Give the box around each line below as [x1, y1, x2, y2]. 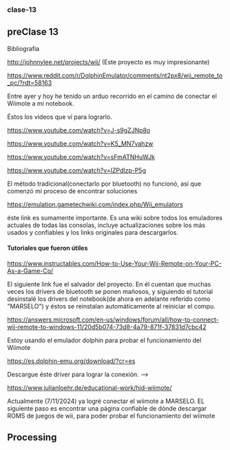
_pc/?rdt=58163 [7, 78, 52, 87]
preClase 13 [7, 26, 59, 38]
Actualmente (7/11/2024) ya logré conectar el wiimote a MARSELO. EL [7, 397, 205, 405]
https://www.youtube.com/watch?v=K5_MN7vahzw [7, 139, 154, 148]
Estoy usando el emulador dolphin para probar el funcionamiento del [7, 336, 202, 344]
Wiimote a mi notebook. [7, 99, 74, 108]
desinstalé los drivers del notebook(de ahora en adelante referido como [7, 295, 211, 303]
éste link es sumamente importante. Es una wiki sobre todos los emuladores [7, 213, 222, 222]
